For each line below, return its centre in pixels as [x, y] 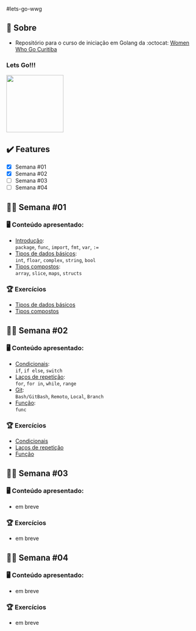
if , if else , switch [39, 370]
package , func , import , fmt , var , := [57, 247]
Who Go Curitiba [36, 49]
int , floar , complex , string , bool [55, 260]
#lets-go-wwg [24, 9]
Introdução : [30, 240]
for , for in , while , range [46, 383]
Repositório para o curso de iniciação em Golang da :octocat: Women [102, 43]
